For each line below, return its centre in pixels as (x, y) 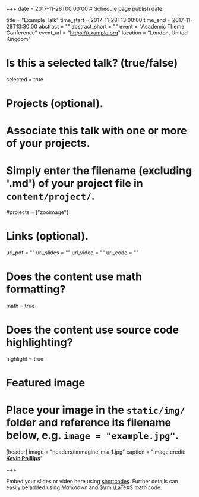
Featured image (45, 383)
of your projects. (48, 144)
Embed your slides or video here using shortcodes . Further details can (92, 482)
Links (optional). (48, 236)
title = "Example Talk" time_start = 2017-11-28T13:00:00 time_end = (89, 20)
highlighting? (40, 343)
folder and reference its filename (89, 423)
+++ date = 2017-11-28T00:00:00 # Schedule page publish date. (85, 9)
